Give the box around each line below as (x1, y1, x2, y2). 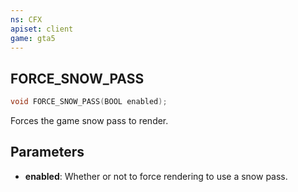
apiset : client (10, 24, 74, 34)
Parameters (10, 144, 85, 161)
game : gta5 (10, 33, 56, 43)
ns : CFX (10, 14, 43, 25)
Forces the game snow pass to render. (10, 115, 169, 127)
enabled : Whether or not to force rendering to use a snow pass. (24, 170, 288, 182)
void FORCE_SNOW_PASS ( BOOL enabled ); (10, 97, 168, 107)
